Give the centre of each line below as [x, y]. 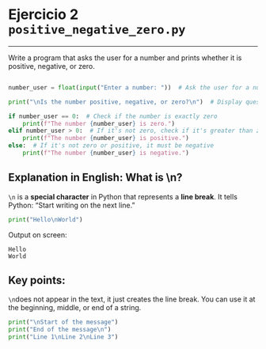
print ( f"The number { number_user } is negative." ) [106, 153]
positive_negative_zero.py [97, 30]
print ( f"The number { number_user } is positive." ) [106, 138]
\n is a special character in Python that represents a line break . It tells [123, 196]
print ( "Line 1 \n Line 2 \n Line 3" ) [63, 337]
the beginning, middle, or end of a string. [75, 308]
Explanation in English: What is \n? [95, 178]
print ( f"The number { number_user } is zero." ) [99, 123]
